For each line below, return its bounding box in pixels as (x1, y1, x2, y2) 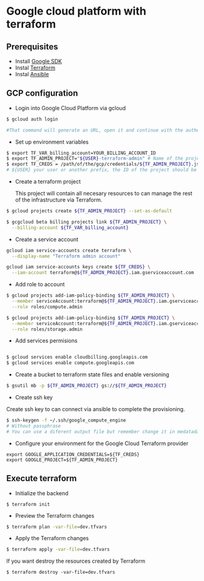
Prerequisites (6, 41, 58, 52)
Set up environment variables (15, 138, 89, 146)
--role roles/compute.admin (12, 303, 83, 310)
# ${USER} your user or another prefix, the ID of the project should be (6, 167, 197, 173)
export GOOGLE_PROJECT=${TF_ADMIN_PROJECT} (6, 457, 118, 463)
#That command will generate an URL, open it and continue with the (6, 127, 183, 133)
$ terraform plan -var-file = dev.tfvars (6, 524, 107, 530)
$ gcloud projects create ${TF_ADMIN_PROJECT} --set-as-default (6, 208, 172, 214)
